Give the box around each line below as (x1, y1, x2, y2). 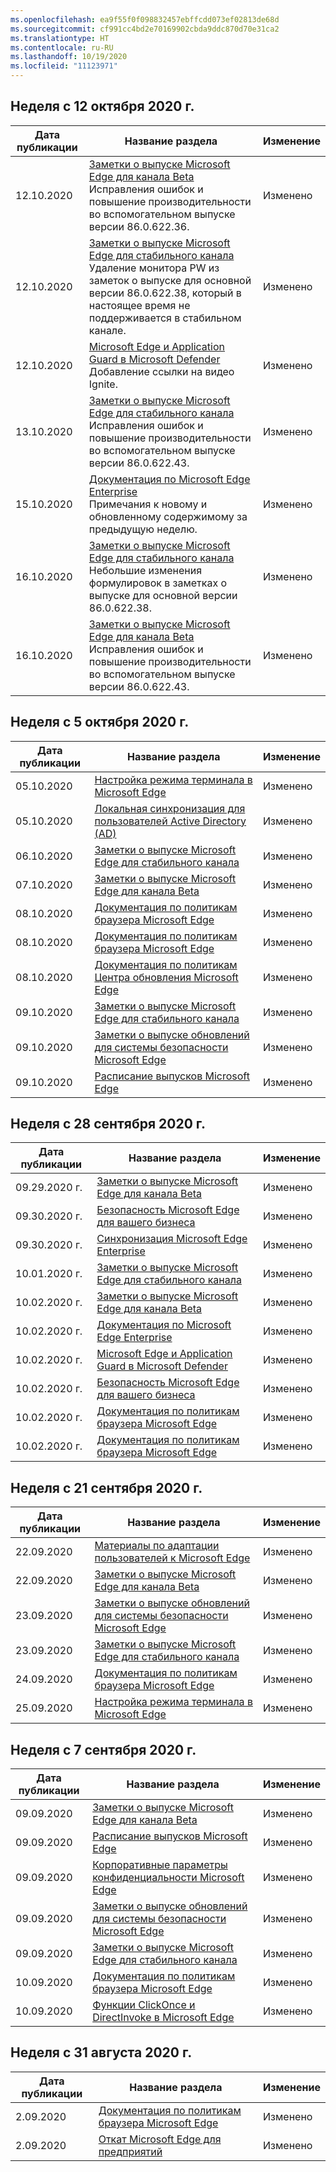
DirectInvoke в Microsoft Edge (92, 2011, 235, 2025)
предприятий (98, 2144, 163, 2158)
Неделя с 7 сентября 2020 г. (10, 1741, 197, 1758)
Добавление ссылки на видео (88, 364, 235, 378)
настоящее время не (88, 298, 191, 312)
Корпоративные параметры (92, 1858, 228, 1872)
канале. (88, 323, 127, 337)
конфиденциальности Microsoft (92, 1871, 245, 1885)
